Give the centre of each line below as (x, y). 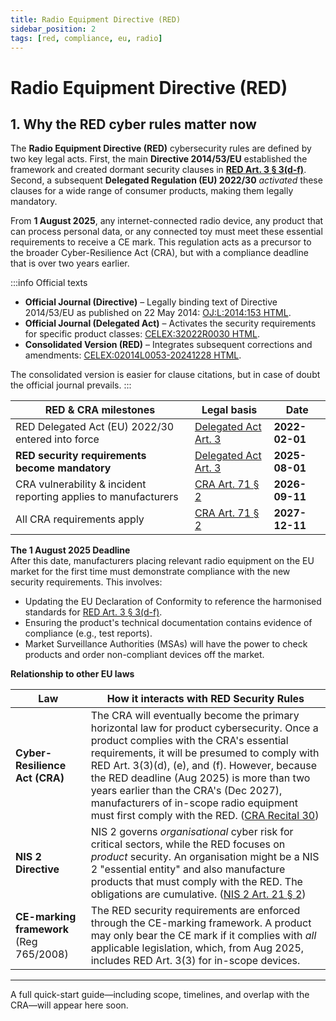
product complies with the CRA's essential (189, 741)
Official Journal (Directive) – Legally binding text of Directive (151, 302)
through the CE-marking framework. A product (201, 923)
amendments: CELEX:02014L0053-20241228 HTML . (133, 355)
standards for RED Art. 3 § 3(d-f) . (93, 612)
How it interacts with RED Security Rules (205, 699)
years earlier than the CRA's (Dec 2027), (186, 791)
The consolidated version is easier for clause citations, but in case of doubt (165, 375)
